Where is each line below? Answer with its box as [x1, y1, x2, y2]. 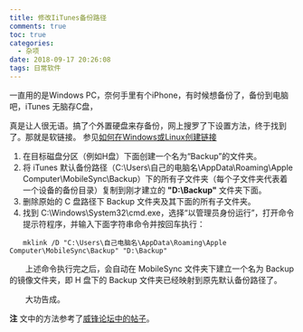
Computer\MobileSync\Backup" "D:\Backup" [9, 246, 168, 255]
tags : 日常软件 [9, 64, 62, 73]
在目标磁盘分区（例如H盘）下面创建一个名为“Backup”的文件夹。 [22, 150, 262, 161]
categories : [9, 38, 54, 48]
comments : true [9, 22, 67, 31]
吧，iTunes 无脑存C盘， [9, 100, 98, 111]
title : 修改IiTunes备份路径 [9, 13, 107, 23]
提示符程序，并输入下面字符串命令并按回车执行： [22, 218, 205, 229]
